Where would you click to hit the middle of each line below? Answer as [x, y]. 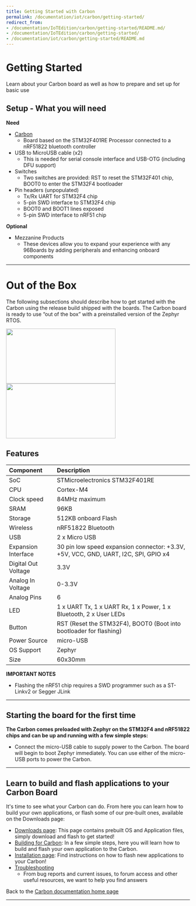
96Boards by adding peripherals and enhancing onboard [91, 250]
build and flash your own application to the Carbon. [76, 849]
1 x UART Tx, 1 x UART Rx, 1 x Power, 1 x [114, 607]
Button [18, 627]
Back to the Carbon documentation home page [62, 891]
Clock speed [26, 499]
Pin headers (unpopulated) [47, 190]
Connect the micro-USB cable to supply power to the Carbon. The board [102, 747]
